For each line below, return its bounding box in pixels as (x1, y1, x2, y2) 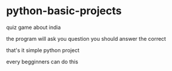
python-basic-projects (6, 4, 122, 18)
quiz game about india (6, 24, 61, 31)
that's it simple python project (6, 46, 79, 54)
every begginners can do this (6, 58, 79, 65)
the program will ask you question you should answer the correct (6, 35, 166, 42)
